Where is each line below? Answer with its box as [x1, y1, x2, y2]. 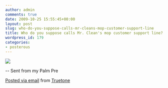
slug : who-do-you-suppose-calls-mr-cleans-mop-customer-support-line [5, 26, 154, 31]
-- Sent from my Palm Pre [5, 67, 58, 73]
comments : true [5, 12, 37, 17]
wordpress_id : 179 [5, 35, 44, 40]
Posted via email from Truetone [5, 77, 70, 83]
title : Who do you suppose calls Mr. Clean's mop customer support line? [5, 30, 163, 35]
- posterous [5, 44, 30, 49]
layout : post [5, 21, 33, 26]
